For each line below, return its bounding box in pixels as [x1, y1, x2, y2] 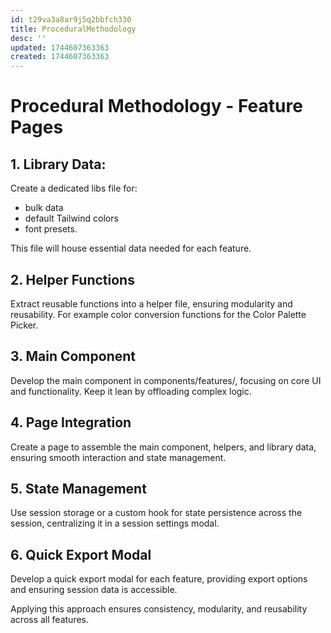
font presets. [24, 223, 78, 235]
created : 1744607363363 [10, 52, 110, 62]
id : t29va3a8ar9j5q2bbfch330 [10, 14, 132, 25]
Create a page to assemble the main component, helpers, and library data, [10, 441, 317, 453]
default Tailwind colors [24, 212, 119, 225]
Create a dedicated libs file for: [10, 182, 138, 195]
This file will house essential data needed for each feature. [10, 242, 252, 255]
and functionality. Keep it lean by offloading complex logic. [10, 385, 252, 397]
